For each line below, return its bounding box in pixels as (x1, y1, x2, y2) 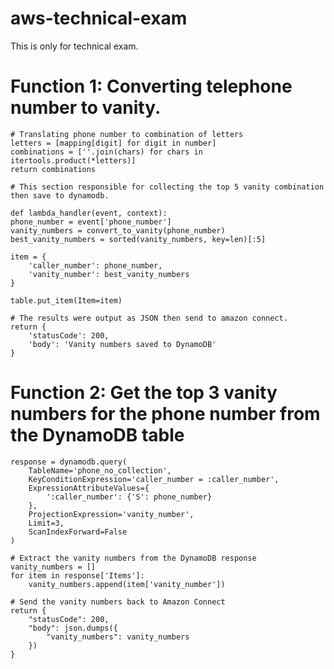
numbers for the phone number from (10, 403, 321, 426)
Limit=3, (28, 518, 65, 528)
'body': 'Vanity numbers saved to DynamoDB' (28, 339, 217, 349)
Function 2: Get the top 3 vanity (10, 382, 278, 404)
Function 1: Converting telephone (10, 75, 293, 98)
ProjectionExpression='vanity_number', (28, 509, 195, 519)
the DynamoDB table (10, 424, 185, 447)
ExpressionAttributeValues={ (28, 483, 150, 493)
